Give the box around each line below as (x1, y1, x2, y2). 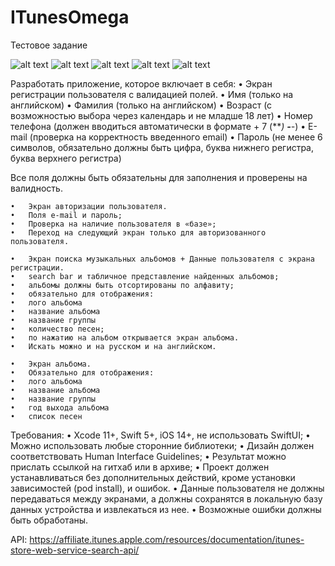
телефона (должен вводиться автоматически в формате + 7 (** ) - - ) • (10, 120, 307, 132)
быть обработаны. (10, 514, 89, 526)
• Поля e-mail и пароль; (10, 210, 123, 220)
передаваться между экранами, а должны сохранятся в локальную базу (10, 492, 323, 505)
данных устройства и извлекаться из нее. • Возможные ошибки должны (10, 503, 322, 515)
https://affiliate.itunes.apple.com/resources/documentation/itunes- (29, 533, 305, 545)
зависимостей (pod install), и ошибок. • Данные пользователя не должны (10, 482, 325, 494)
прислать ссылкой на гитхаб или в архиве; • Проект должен (10, 461, 270, 473)
